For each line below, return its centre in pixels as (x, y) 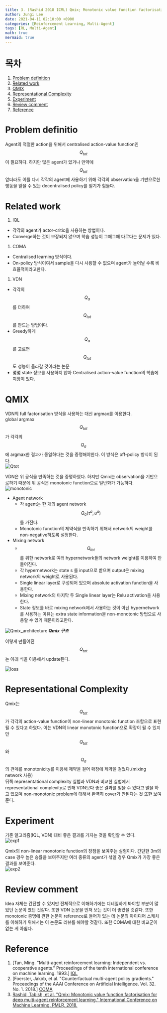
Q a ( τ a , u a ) (91, 513)
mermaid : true (20, 38)
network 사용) (19, 775)
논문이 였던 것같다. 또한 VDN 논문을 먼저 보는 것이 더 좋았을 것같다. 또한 (83, 910)
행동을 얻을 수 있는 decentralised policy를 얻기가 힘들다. (60, 186)
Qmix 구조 (59, 631)
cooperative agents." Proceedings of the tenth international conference (85, 968)
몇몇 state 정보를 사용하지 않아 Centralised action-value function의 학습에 (85, 373)
